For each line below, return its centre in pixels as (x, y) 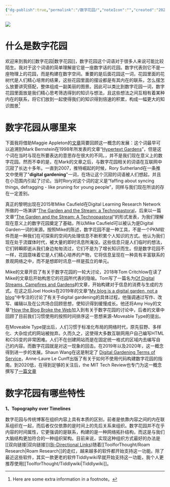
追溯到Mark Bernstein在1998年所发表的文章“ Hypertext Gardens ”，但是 (83, 149)
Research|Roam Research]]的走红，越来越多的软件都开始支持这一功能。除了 (85, 451)
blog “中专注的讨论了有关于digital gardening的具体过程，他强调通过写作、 (81, 297)
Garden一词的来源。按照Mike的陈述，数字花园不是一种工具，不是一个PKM (83, 230)
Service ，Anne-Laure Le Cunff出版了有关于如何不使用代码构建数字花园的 (82, 359)
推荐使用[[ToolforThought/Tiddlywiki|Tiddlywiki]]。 (58, 464)
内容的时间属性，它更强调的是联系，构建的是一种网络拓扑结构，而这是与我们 (85, 432)
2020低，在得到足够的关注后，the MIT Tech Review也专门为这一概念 (90, 365)
